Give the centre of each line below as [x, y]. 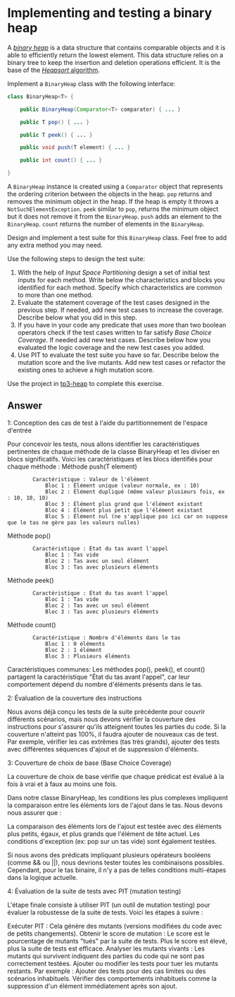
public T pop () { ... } [55, 122]
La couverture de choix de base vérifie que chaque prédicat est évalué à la [116, 776]
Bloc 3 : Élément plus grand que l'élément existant [123, 504]
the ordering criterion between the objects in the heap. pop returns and [110, 194]
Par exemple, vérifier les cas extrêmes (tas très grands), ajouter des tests [114, 742]
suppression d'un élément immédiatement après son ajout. [93, 986]
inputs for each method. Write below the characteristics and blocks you [121, 280]
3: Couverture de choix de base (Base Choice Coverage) [89, 763]
